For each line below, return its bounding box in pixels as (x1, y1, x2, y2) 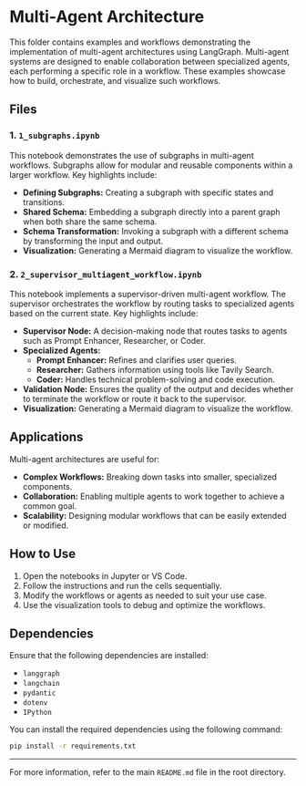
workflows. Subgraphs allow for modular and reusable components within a (9, 160, 293, 171)
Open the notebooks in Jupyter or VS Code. (22, 570, 188, 581)
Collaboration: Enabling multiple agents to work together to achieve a (22, 491, 285, 502)
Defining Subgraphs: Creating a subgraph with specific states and (22, 187, 274, 198)
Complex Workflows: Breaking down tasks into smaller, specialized (22, 471, 278, 482)
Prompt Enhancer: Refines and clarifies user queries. (36, 354, 237, 366)
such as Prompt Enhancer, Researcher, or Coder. (22, 335, 206, 346)
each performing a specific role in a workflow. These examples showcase (9, 66, 286, 77)
